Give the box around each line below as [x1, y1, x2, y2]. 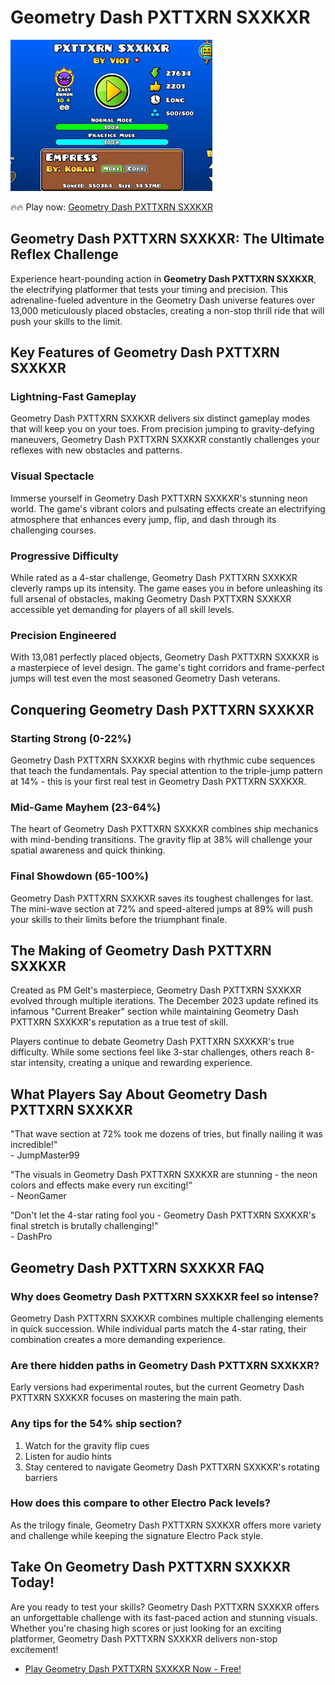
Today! [10, 1574, 55, 1591]
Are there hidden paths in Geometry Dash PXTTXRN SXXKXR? [10, 1358, 320, 1372]
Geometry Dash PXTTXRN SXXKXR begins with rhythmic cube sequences [10, 754, 316, 766]
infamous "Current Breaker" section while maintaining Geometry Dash [10, 1006, 299, 1018]
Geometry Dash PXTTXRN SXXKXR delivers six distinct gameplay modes [10, 412, 311, 425]
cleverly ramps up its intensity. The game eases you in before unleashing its [10, 582, 323, 595]
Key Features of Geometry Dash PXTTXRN [10, 344, 280, 361]
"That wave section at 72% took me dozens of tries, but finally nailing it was [10, 1128, 323, 1140]
